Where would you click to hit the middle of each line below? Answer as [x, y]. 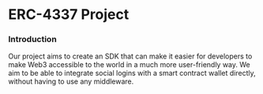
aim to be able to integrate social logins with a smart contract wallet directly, [132, 73]
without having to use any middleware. [71, 81]
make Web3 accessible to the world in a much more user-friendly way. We [129, 65]
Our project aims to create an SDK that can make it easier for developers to [130, 56]
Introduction [32, 39]
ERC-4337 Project [69, 15]
